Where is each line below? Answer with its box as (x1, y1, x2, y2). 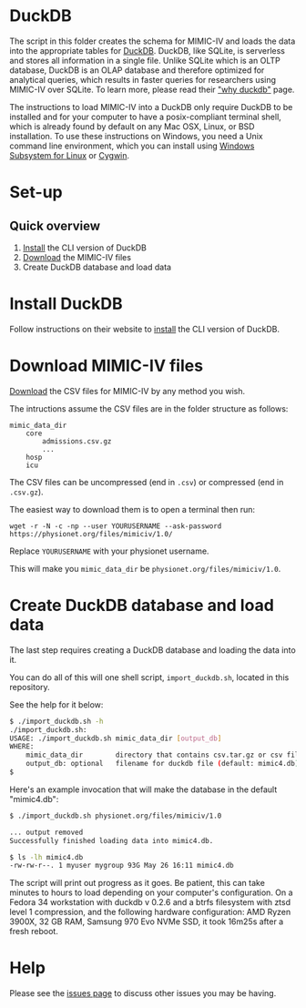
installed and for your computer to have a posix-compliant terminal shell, (9, 111, 282, 122)
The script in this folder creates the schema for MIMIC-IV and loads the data (9, 36, 296, 46)
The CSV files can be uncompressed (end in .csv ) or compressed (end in (9, 476, 284, 487)
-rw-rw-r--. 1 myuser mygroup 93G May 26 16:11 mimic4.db (9, 861, 234, 871)
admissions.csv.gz (42, 436, 112, 446)
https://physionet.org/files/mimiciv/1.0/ (9, 529, 173, 538)
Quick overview (9, 218, 101, 233)
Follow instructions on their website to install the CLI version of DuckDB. (9, 323, 280, 334)
